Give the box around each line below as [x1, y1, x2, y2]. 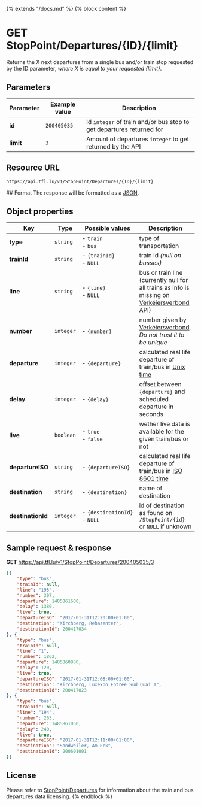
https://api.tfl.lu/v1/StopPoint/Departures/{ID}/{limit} [6, 178, 154, 184]
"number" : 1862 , [17, 654, 58, 660]
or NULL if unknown [139, 522, 192, 531]
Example [50, 100, 76, 108]
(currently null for [139, 276, 188, 284]
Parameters [6, 82, 51, 92]
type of [139, 234, 160, 243]
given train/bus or [139, 435, 189, 443]
